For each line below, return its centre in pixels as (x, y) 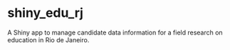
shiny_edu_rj (46, 13)
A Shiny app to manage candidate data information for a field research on (115, 32)
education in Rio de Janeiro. (48, 39)
